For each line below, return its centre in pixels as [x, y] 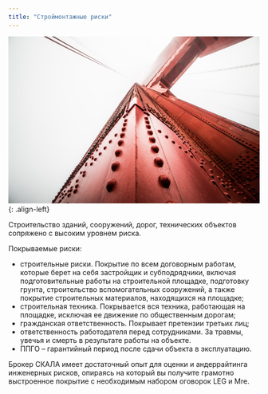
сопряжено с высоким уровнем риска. [75, 233]
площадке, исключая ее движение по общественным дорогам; [128, 315]
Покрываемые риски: [45, 249]
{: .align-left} [29, 209]
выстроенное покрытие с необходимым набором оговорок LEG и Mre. [129, 381]
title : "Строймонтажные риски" [60, 17]
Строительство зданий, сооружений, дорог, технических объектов [122, 225]
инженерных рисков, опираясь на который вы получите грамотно [121, 373]
